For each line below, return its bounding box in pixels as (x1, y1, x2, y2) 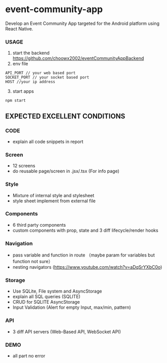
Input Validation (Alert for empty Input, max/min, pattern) (12, 304, 131, 310)
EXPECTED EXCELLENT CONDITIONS (5, 112, 126, 120)
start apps (12, 88, 34, 94)
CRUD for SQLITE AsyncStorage (12, 299, 80, 305)
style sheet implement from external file (12, 198, 96, 204)
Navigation (5, 240, 33, 247)
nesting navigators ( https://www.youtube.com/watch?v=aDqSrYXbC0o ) (12, 264, 162, 270)
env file (12, 61, 28, 67)
